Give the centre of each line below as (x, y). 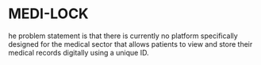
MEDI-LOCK (48, 14)
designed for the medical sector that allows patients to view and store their (130, 44)
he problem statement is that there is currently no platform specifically (123, 36)
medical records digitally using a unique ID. (79, 52)
